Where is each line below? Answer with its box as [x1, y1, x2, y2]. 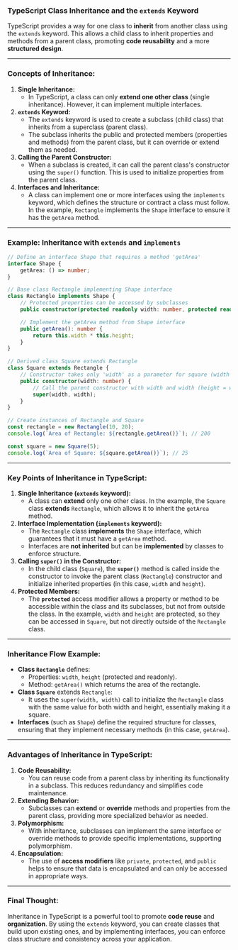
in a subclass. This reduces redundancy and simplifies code [28, 781, 203, 790]
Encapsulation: [17, 849, 64, 857]
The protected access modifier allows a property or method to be [28, 595, 220, 603]
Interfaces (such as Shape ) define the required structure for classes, [17, 718, 217, 727]
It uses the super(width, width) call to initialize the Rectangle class [28, 695, 225, 704]
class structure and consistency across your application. [7, 934, 172, 943]
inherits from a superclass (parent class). [28, 123, 149, 131]
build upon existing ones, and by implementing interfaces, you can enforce [7, 927, 226, 935]
